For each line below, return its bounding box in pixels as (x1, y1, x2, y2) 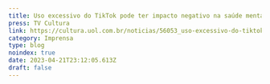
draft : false (8, 64, 52, 72)
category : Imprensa (8, 34, 74, 42)
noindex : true (8, 49, 56, 57)
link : (8, 26, 27, 34)
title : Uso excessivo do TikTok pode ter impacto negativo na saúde (8, 11, 243, 20)
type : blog (8, 42, 45, 50)
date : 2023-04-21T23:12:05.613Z (8, 57, 117, 65)
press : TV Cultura (8, 19, 70, 27)
